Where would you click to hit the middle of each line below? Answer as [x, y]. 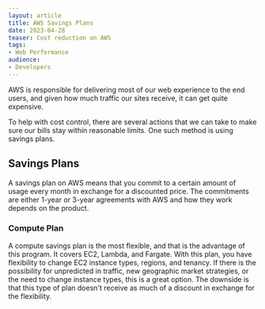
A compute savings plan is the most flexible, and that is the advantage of [127, 246]
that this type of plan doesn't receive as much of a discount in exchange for [132, 288]
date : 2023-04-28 [37, 30]
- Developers [30, 67]
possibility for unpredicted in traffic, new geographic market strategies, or [129, 271]
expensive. [26, 106]
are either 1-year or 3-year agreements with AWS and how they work [120, 200]
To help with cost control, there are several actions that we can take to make [132, 122]
